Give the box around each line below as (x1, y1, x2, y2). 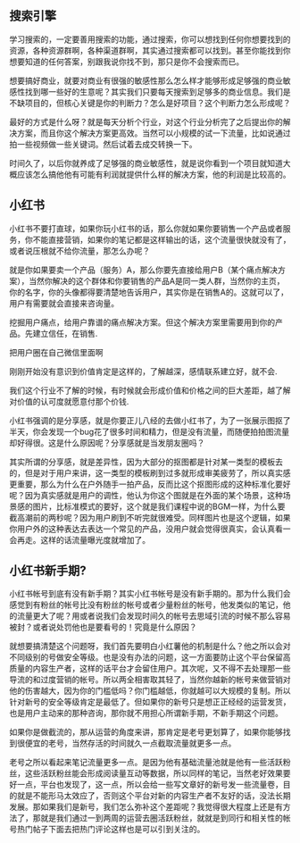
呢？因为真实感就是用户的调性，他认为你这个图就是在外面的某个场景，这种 (9, 489, 283, 500)
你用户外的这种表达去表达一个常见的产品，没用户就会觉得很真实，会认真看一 (9, 523, 291, 534)
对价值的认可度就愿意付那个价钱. (9, 396, 129, 406)
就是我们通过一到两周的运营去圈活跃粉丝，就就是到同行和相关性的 (39, 813, 283, 823)
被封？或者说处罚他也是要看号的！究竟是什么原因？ (9, 622, 197, 632)
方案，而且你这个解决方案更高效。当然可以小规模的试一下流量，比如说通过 (16, 128, 291, 138)
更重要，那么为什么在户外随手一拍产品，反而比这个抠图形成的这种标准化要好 (9, 479, 291, 489)
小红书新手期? (9, 563, 87, 579)
